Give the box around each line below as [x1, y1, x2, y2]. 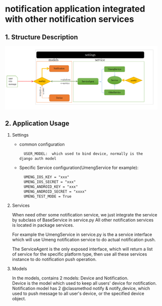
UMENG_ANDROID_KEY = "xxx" [23, 184, 78, 189]
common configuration [19, 141, 65, 147]
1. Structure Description [5, 33, 78, 41]
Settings [12, 132, 29, 138]
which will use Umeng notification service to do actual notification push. [12, 236, 156, 243]
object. [12, 295, 26, 301]
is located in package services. [12, 222, 74, 228]
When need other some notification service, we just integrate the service [12, 212, 158, 217]
